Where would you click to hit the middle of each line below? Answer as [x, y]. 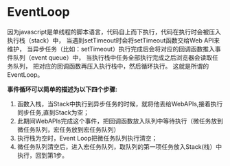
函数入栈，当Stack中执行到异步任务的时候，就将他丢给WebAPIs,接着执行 [120, 104]
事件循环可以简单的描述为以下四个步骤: [62, 89]
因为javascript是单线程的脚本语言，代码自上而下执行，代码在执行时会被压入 [114, 32]
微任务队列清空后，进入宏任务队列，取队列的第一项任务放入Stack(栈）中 [119, 146]
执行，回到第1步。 [43, 155]
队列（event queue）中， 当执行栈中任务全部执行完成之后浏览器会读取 [113, 57]
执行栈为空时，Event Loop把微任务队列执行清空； [87, 138]
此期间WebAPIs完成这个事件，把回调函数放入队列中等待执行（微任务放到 [120, 121]
